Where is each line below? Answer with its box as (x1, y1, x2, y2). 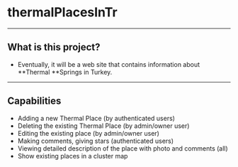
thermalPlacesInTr (7, 4, 118, 21)
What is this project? (7, 41, 101, 53)
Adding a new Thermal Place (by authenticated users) (17, 114, 176, 122)
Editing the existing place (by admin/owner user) (17, 129, 159, 137)
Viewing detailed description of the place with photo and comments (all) (17, 144, 228, 153)
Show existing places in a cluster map (17, 151, 128, 160)
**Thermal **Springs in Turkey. (17, 68, 113, 76)
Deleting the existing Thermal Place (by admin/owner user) (17, 122, 190, 130)
